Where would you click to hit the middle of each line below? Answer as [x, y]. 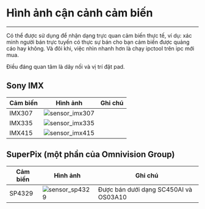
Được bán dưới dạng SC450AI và [145, 190]
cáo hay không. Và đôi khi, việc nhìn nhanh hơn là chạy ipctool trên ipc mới [100, 48]
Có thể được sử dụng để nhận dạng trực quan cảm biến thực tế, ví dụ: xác [99, 35]
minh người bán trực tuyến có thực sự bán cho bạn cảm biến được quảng [98, 42]
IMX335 [21, 123]
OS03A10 [112, 197]
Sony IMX [25, 86]
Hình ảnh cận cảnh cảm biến [80, 13]
